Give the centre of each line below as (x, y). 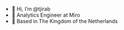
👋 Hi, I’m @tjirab (31, 9)
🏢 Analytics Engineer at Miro (46, 15)
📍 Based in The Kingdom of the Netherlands (65, 21)
